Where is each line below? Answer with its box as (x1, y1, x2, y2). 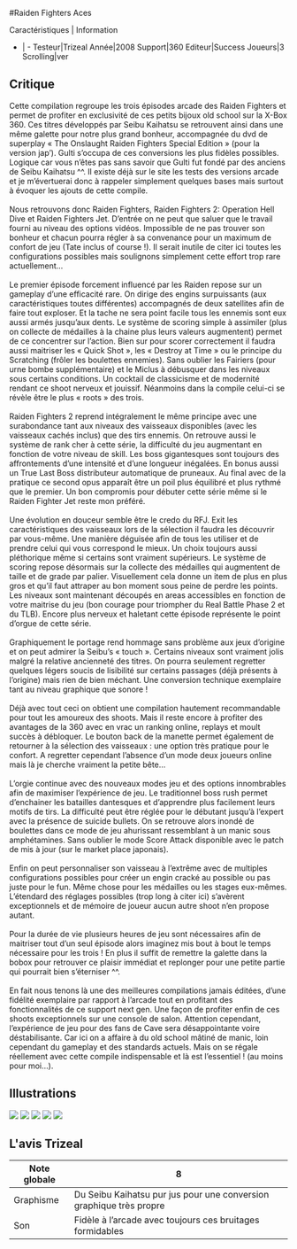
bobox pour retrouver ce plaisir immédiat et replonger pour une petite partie (9, 957, 286, 967)
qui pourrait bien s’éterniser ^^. (9, 966, 121, 977)
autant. (9, 910, 35, 920)
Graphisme (13, 1194, 59, 1206)
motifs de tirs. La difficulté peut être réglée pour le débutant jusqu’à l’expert (9, 806, 285, 817)
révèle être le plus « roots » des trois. (9, 392, 144, 402)
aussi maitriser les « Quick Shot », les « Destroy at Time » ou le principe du (9, 345, 283, 355)
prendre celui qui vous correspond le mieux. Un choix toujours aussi (9, 542, 258, 553)
